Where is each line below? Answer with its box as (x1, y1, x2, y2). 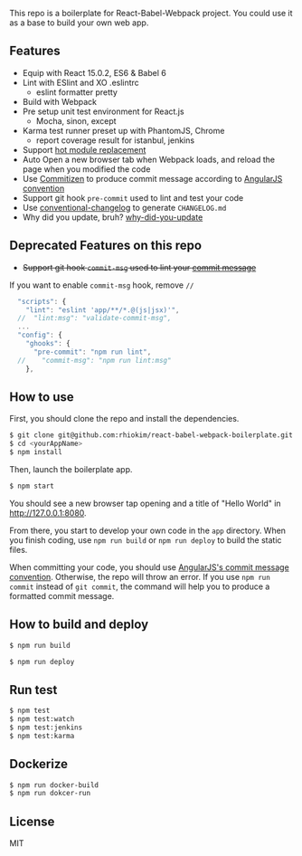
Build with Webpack (22, 96, 98, 107)
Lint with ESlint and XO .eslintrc (22, 77, 140, 88)
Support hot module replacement (22, 144, 146, 155)
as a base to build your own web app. (9, 17, 149, 28)
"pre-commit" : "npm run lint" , (33, 347, 152, 357)
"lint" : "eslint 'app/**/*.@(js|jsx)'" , (25, 305, 180, 315)
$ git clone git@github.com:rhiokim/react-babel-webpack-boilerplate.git (9, 431, 294, 440)
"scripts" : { (17, 297, 67, 306)
